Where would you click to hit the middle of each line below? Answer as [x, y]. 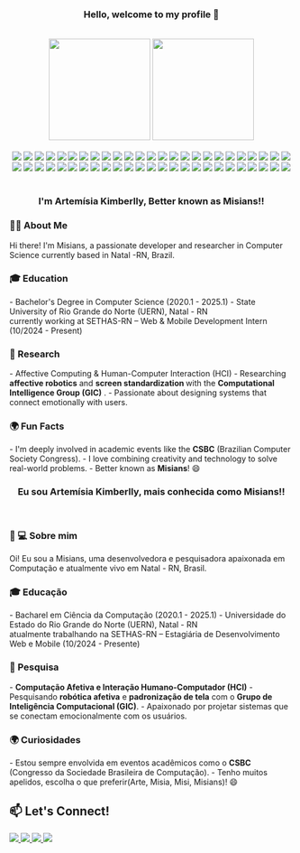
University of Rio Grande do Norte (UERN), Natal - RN [109, 311]
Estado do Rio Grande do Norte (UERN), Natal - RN [104, 625]
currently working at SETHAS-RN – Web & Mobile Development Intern [138, 320]
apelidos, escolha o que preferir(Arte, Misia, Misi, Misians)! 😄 [124, 782]
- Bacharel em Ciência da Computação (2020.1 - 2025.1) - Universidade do [148, 615]
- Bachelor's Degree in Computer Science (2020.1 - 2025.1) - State [132, 301]
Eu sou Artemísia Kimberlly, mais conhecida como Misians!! [151, 492]
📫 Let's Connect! [59, 811]
